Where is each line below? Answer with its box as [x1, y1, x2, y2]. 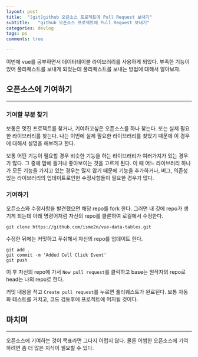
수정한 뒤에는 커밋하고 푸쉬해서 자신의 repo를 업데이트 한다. [6, 235, 143, 243]
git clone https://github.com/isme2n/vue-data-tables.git [6, 224, 151, 230]
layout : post [6, 8, 38, 15]
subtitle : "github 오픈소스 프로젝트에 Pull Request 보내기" [6, 19, 150, 25]
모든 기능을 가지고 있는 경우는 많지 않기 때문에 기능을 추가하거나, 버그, [12, 167, 173, 174]
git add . [6, 247, 31, 253]
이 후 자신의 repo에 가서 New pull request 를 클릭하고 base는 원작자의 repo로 [6, 268, 186, 276]
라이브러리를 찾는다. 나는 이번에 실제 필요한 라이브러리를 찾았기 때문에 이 [12, 132, 179, 139]
